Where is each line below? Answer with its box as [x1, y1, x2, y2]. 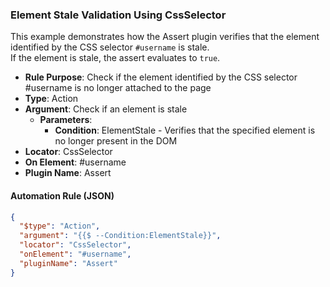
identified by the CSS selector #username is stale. [10, 41, 210, 53]
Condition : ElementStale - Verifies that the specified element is [54, 124, 316, 137]
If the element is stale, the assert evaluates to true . [10, 52, 221, 64]
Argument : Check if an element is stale [24, 103, 188, 115]
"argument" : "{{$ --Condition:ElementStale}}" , [19, 231, 222, 241]
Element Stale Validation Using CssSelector [10, 8, 227, 22]
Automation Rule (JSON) [10, 189, 115, 202]
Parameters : [39, 114, 93, 126]
